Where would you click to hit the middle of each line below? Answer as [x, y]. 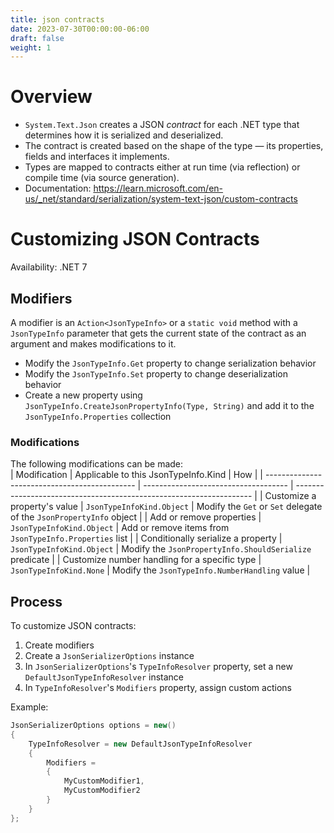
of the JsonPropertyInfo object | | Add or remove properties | [136, 517]
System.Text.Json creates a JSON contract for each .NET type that [162, 125]
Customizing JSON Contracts [135, 239]
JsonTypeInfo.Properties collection [98, 416]
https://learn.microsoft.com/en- [158, 188]
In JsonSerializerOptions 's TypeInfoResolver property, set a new [158, 667]
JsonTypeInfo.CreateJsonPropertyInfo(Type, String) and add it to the [169, 405]
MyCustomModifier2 [102, 791]
